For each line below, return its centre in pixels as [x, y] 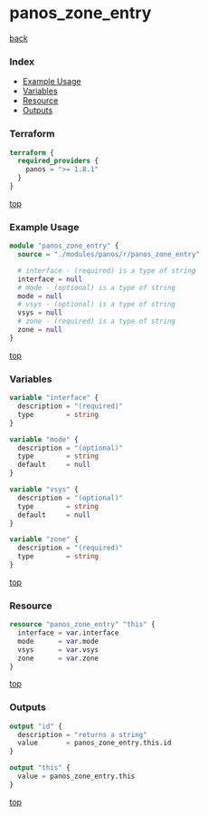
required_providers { [58, 161]
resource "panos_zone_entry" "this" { [82, 625]
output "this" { [40, 768]
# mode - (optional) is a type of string [97, 287]
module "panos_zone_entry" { [64, 246]
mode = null [40, 296]
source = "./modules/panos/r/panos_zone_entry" [109, 255]
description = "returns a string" [82, 734]
